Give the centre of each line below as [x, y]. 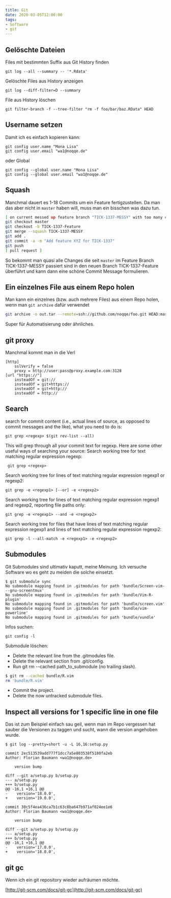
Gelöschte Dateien [35, 50]
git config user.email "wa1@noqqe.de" [46, 151]
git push [15, 246]
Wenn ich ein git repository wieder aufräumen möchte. [62, 880]
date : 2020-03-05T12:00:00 [34, 15]
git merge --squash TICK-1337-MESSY [44, 232]
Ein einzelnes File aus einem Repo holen [70, 287]
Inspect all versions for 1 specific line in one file [82, 712]
